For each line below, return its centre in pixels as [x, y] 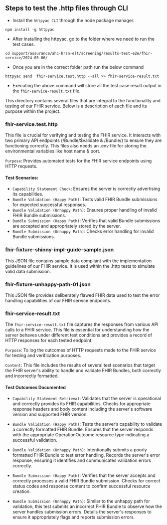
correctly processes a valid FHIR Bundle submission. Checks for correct [86, 481]
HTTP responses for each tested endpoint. [49, 340]
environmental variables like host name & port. [53, 151]
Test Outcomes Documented [36, 387]
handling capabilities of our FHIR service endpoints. [58, 300]
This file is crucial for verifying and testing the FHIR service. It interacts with [83, 135]
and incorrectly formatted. [32, 376]
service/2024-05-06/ [27, 58]
